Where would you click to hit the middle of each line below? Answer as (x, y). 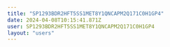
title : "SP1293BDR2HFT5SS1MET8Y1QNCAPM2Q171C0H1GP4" (86, 13)
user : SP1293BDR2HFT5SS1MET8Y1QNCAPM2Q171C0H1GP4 (81, 26)
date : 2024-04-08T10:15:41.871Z (54, 20)
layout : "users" (31, 33)
